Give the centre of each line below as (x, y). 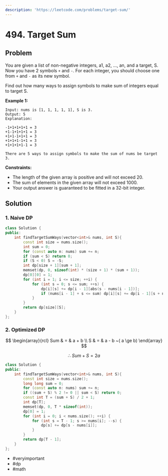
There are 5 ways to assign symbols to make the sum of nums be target (81, 153)
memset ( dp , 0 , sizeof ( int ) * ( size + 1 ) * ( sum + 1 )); (81, 270)
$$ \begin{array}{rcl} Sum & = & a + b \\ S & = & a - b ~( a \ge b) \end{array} (84, 341)
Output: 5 (15, 114)
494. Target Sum (41, 34)
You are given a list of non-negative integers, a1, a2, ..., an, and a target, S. (82, 65)
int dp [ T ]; (34, 402)
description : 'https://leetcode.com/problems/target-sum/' (68, 10)
